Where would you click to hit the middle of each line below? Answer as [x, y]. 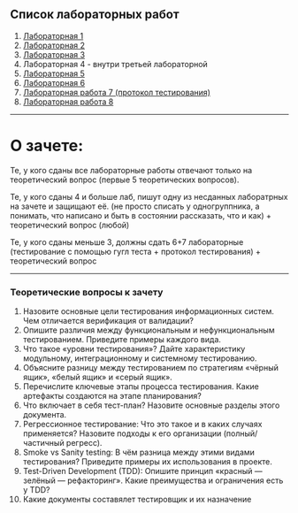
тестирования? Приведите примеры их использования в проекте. [147, 462]
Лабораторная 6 [54, 82]
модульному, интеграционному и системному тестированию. [140, 358]
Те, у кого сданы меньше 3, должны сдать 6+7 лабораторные [127, 241]
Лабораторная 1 [53, 35]
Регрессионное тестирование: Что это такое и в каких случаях [142, 425]
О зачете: [47, 146]
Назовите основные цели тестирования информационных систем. [149, 311]
